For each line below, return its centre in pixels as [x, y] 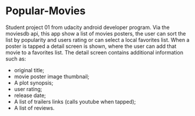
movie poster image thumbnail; [52, 76]
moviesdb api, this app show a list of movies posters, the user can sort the [96, 33]
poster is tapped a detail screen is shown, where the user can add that [91, 46]
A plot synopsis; [34, 83]
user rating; [28, 89]
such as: [16, 59]
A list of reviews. [34, 108]
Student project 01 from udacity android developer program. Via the [88, 27]
